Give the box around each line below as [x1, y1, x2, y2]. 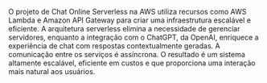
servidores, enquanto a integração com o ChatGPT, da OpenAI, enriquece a [8, 32, 259, 42]
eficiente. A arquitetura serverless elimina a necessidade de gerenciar [8, 24, 240, 33]
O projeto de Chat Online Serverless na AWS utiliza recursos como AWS [8, 7, 247, 16]
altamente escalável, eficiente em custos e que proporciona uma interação [8, 58, 256, 68]
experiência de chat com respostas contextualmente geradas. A [8, 41, 220, 51]
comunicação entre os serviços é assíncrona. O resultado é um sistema [8, 50, 245, 59]
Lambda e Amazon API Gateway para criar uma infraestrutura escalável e [8, 15, 252, 25]
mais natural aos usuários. [8, 67, 96, 76]
